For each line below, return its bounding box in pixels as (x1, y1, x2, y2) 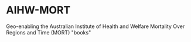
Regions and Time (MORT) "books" (6, 29, 91, 36)
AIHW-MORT (6, 3, 71, 17)
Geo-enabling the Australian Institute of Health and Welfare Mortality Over (6, 23, 185, 30)
